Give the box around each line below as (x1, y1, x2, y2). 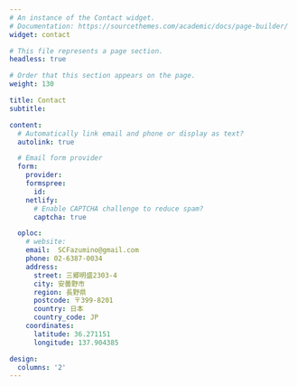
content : (9, 120, 42, 129)
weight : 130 (9, 80, 54, 89)
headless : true (9, 55, 67, 64)
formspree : (25, 179, 67, 188)
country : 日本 (32, 305, 84, 314)
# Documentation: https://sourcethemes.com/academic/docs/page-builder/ (9, 22, 289, 31)
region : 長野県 (32, 287, 87, 297)
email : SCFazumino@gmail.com (25, 246, 140, 255)
